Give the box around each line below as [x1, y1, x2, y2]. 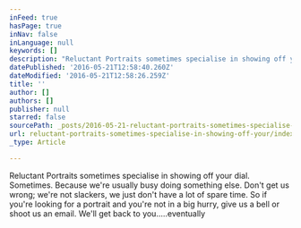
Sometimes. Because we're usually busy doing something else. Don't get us [9, 180, 289, 190]
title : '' [9, 80, 47, 89]
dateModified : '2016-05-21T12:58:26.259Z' [9, 72, 170, 80]
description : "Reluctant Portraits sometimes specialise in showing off [9, 55, 287, 63]
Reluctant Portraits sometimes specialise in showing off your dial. [9, 170, 251, 181]
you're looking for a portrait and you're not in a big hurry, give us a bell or [9, 198, 280, 209]
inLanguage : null [9, 38, 74, 47]
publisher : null [9, 105, 70, 114]
